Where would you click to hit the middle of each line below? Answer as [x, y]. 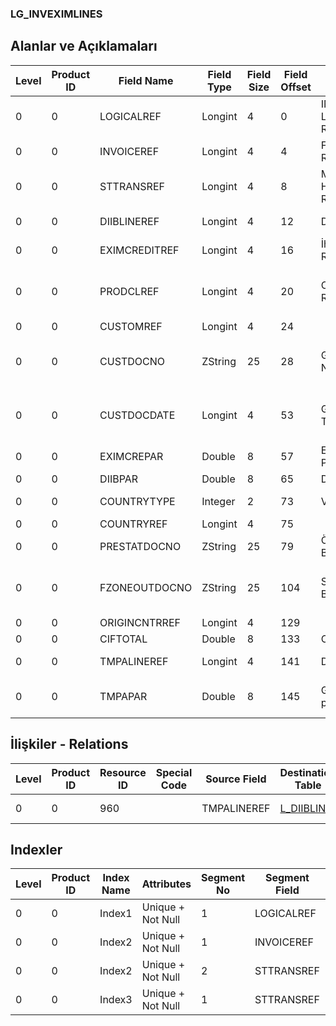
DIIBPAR [119, 479]
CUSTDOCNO [132, 361]
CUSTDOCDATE [137, 415]
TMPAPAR [123, 696]
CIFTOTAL [123, 639]
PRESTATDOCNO [140, 546]
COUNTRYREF [133, 524]
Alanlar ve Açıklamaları [84, 46]
